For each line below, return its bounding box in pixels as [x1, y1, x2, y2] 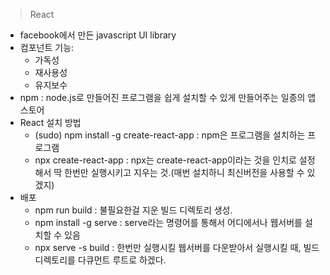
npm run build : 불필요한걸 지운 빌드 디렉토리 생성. [34, 204, 233, 216]
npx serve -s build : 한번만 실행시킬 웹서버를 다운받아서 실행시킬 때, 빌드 [34, 242, 320, 253]
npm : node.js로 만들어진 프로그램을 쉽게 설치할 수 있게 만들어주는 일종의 [19, 92, 306, 103]
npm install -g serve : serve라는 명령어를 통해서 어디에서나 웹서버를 [34, 217, 303, 228]
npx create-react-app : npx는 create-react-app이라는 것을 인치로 [34, 154, 297, 166]
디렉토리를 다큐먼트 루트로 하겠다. [34, 254, 167, 266]
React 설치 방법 [19, 117, 82, 128]
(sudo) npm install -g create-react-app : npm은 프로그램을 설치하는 [34, 129, 306, 141]
